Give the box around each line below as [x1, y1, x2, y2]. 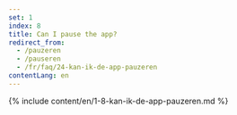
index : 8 [8, 21, 41, 30]
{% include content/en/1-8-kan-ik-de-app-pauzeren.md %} [8, 95, 229, 106]
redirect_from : [8, 37, 66, 47]
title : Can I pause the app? [8, 29, 118, 38]
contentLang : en [8, 71, 69, 80]
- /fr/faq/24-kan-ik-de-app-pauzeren [16, 63, 158, 72]
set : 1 [8, 12, 33, 22]
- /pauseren [16, 54, 62, 63]
